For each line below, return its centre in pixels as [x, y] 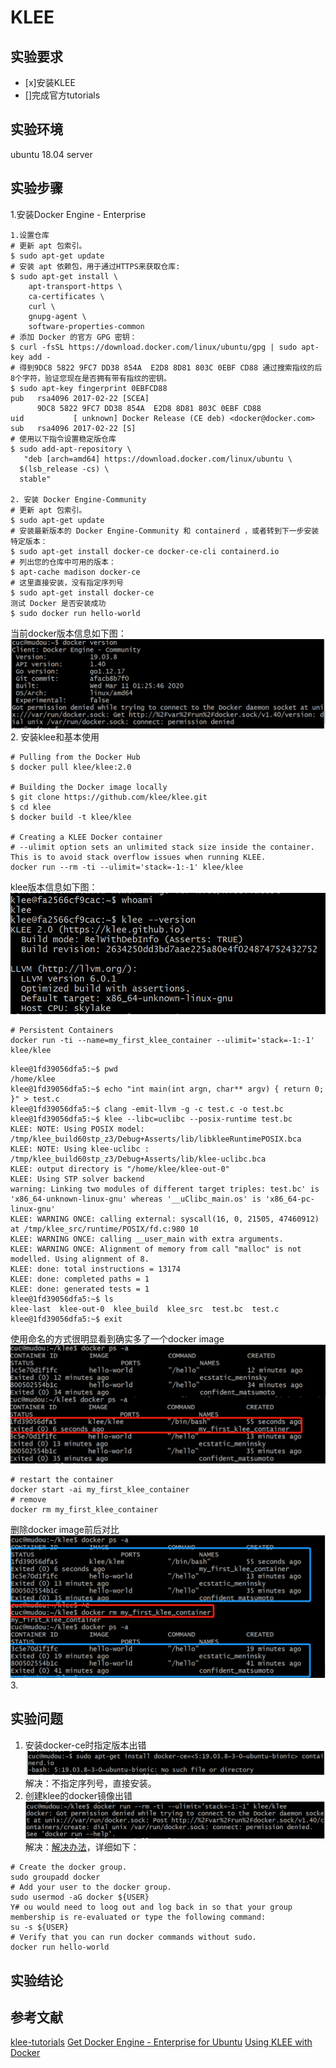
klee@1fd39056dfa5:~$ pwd [64, 1069]
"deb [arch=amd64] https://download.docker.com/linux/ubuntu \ [158, 459]
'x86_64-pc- [290, 1199]
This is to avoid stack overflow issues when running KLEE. [138, 857]
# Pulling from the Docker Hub [75, 757]
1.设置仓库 [30, 235]
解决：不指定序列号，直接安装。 [90, 1783]
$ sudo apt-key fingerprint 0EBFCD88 [89, 388]
